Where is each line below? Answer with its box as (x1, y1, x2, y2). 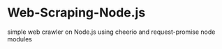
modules (7, 35, 33, 43)
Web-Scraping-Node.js (7, 5, 146, 21)
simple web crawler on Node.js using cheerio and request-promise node (7, 28, 216, 36)
